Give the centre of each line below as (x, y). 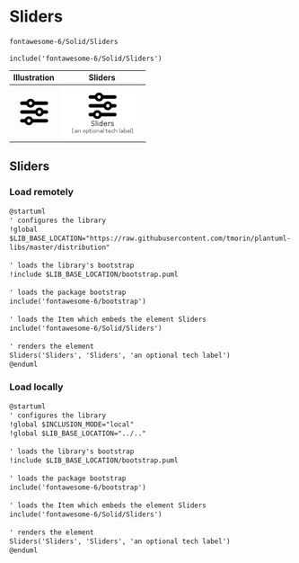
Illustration (34, 77)
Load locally (36, 387)
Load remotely (42, 192)
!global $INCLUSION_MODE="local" (72, 424)
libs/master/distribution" (60, 247)
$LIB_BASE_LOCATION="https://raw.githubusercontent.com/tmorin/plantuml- (150, 238)
